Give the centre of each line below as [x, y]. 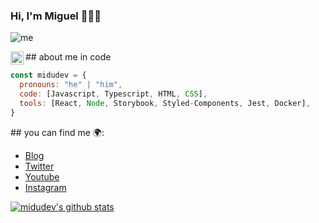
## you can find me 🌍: [57, 132]
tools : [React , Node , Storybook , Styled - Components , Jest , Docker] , [165, 103]
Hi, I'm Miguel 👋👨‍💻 [56, 16]
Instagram [45, 187]
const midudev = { [48, 75]
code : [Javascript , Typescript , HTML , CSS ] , [113, 94]
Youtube [42, 176]
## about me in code [68, 57]
